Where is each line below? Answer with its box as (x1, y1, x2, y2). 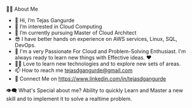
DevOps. (14, 41, 36, 48)
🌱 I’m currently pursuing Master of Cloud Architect (14, 29, 137, 36)
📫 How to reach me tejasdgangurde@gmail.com (14, 67, 133, 74)
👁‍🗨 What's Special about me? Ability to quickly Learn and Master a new (6, 87, 183, 93)
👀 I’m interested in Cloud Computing (14, 23, 103, 30)
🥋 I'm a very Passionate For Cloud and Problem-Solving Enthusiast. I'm (14, 48, 186, 55)
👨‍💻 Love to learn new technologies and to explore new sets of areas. (14, 60, 181, 67)
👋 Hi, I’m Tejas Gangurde (14, 17, 75, 23)
